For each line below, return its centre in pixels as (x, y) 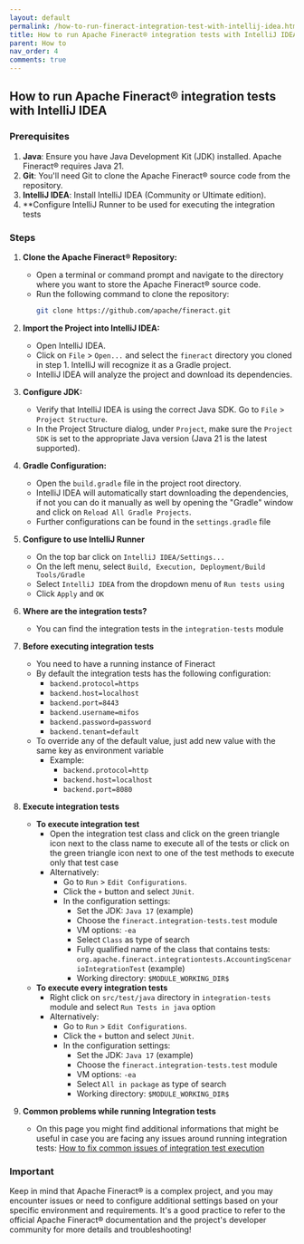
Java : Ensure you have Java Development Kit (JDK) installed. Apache (152, 156)
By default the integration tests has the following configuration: (153, 673)
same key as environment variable (100, 750)
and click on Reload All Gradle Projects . (114, 512)
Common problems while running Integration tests (119, 1111)
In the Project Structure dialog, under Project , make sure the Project (164, 429)
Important (32, 1172)
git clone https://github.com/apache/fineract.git (133, 310)
